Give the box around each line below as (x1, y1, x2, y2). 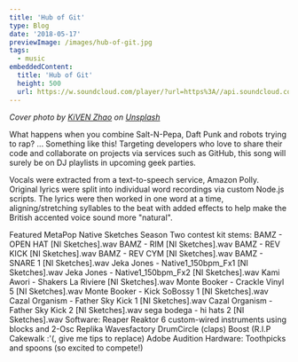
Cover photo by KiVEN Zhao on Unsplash (9, 112, 161, 122)
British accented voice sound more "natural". (9, 212, 173, 223)
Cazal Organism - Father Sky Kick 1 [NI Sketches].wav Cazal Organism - (9, 295, 273, 306)
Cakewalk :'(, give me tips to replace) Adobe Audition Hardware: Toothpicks (9, 333, 286, 343)
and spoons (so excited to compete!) (9, 342, 144, 353)
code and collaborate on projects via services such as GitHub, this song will (9, 147, 286, 158)
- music (17, 54, 46, 63)
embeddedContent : (9, 63, 74, 72)
